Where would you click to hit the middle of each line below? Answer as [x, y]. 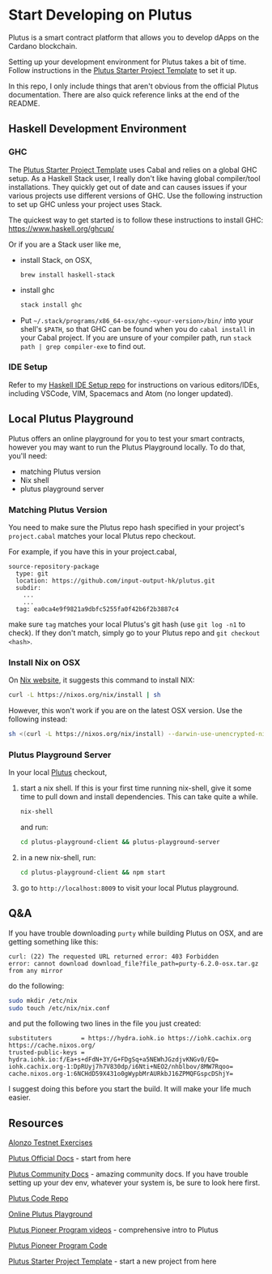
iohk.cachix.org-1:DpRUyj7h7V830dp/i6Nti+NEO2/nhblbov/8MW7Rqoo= [121, 1067]
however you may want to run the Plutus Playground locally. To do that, [127, 447]
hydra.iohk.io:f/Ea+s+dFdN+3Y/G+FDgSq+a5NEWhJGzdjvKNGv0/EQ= [114, 1060]
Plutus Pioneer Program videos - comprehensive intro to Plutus [113, 1230]
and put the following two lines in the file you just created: [105, 1023]
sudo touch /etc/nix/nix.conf [59, 1008]
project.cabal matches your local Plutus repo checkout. [102, 536]
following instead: [38, 719]
